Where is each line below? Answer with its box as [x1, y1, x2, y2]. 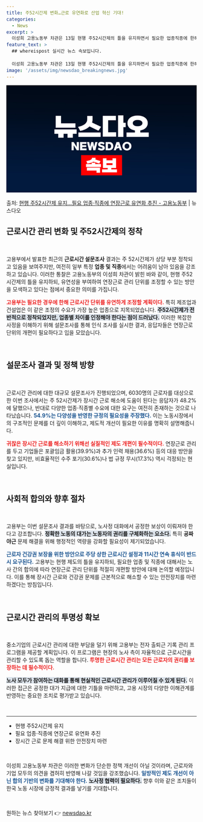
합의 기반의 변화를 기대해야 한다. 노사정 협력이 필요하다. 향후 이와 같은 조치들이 [12, 777, 197, 784]
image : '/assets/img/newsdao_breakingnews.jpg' [6, 67, 129, 73]
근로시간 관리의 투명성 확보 [6, 612, 100, 623]
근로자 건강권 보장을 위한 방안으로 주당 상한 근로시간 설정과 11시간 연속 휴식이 [6, 550, 185, 558]
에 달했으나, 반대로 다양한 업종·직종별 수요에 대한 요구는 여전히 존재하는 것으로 [6, 404, 190, 412]
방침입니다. [27, 581, 53, 588]
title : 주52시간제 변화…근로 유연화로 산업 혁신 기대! [6, 10, 124, 16]
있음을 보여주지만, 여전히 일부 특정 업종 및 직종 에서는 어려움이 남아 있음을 [12, 262, 185, 270]
